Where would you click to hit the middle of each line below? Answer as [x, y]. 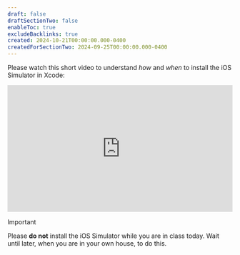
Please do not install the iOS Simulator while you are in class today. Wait [114, 236]
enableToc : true [31, 27]
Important [22, 221]
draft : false [27, 14]
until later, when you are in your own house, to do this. [87, 243]
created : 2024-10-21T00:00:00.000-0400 [67, 41]
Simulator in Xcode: [36, 75]
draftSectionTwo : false [43, 21]
